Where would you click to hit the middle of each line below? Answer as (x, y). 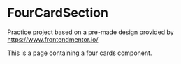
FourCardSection (58, 13)
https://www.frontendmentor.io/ (53, 39)
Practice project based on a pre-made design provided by (90, 32)
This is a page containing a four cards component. (80, 53)
